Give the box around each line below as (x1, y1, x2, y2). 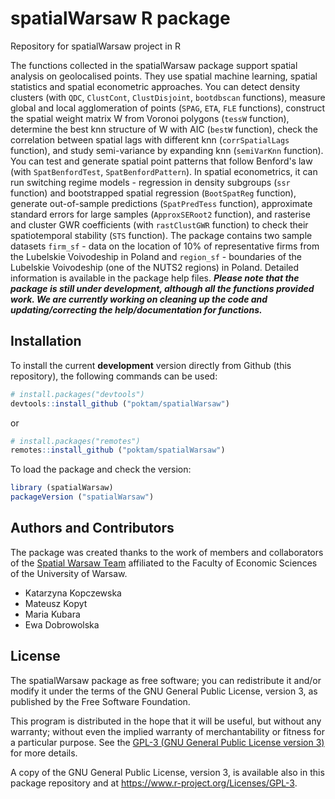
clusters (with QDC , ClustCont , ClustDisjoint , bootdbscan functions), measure (10, 91, 326, 103)
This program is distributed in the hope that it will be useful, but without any (10, 715, 322, 727)
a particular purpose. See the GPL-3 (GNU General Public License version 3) (10, 736, 325, 748)
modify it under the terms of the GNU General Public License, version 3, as (10, 685, 318, 697)
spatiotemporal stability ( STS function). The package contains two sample (10, 229, 313, 241)
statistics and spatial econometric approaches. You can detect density (10, 80, 301, 92)
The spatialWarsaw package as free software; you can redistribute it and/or (10, 674, 322, 686)
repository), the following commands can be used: (10, 370, 218, 382)
